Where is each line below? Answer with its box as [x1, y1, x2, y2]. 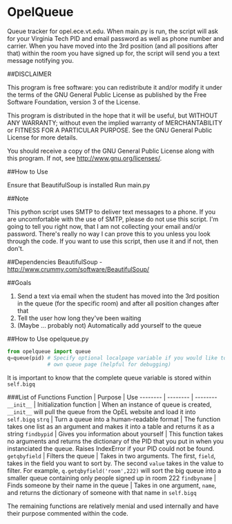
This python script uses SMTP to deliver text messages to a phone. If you [7, 207, 216, 216]
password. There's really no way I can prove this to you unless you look [7, 230, 211, 238]
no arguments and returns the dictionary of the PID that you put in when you [7, 437, 224, 445]
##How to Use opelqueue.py [7, 335, 89, 343]
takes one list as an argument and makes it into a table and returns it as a [7, 422, 215, 431]
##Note [7, 194, 29, 203]
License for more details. [7, 133, 78, 142]
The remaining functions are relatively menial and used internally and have [7, 502, 219, 510]
